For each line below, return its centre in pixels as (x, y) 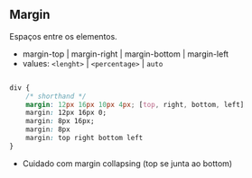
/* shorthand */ (56, 96)
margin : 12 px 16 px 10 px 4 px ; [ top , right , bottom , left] (135, 104)
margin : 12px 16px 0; (66, 113)
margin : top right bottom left (84, 138)
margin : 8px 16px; (60, 121)
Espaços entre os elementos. (63, 36)
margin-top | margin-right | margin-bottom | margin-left (125, 54)
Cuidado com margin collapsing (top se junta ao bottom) (127, 163)
